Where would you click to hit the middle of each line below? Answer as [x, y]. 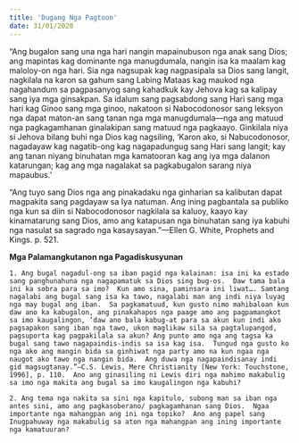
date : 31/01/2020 [42, 26]
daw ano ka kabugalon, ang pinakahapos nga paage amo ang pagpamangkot [145, 312]
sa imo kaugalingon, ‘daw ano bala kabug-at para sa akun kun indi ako [145, 320]
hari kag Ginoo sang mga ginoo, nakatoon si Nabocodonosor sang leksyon [146, 108]
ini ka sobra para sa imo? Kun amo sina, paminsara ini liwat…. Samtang [149, 288]
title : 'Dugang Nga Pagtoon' [63, 17]
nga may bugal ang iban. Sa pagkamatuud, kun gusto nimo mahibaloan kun [149, 305]
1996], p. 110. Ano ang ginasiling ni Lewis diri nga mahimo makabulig [147, 375]
